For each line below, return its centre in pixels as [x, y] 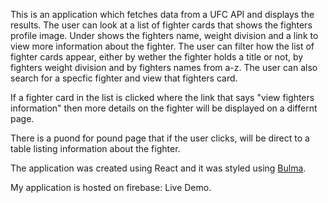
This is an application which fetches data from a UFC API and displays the [162, 14]
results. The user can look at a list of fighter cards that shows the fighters [161, 25]
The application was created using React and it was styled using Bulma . [158, 168]
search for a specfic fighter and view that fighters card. [124, 78]
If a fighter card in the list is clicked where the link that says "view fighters [162, 97]
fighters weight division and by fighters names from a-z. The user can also [164, 67]
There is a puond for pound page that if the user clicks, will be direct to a [160, 138]
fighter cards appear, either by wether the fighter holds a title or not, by [157, 57]
